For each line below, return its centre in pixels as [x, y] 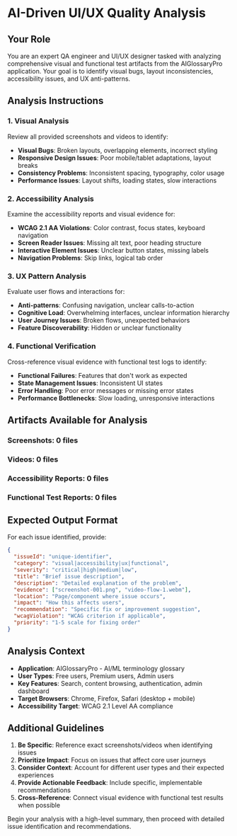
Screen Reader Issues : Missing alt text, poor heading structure [109, 243]
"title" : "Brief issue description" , [69, 576]
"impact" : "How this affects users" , [69, 603]
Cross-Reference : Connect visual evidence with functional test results [121, 798]
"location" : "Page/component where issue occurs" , [90, 596]
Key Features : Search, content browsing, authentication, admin [110, 683]
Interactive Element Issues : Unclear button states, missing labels [113, 250]
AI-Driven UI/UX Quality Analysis [107, 13]
